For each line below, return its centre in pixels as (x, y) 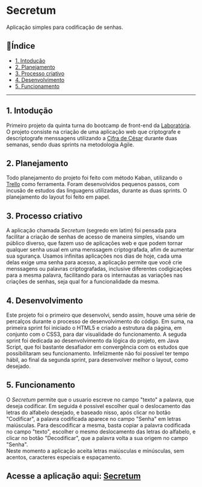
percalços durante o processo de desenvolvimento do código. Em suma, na (100, 321)
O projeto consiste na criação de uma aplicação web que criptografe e (93, 132)
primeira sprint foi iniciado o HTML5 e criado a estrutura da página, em (94, 328)
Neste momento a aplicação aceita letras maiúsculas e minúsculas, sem (95, 451)
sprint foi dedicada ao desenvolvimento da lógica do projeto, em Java (93, 340)
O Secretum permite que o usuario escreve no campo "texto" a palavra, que (100, 399)
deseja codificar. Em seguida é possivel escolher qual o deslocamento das (99, 406)
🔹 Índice (21, 46)
